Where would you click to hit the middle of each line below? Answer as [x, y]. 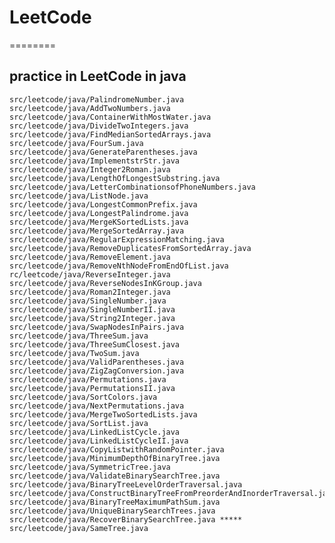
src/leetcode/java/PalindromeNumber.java [97, 99]
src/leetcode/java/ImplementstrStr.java [95, 161]
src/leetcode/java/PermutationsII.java [92, 388]
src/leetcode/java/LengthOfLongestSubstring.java [115, 178]
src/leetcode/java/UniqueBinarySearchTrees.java [112, 511]
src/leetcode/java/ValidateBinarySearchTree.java [115, 476]
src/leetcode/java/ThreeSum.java [79, 336]
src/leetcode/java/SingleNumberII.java [92, 309]
